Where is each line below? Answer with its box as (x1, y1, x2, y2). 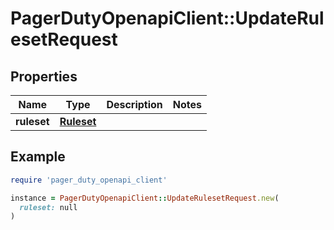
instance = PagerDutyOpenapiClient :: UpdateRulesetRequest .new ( (10, 193, 280, 203)
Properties (10, 68, 78, 85)
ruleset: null (19, 202, 78, 212)
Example (10, 148, 66, 166)
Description (106, 98, 163, 111)
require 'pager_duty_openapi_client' (10, 175, 168, 185)
